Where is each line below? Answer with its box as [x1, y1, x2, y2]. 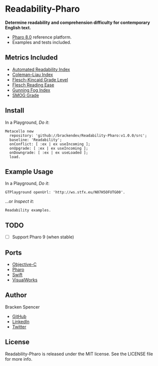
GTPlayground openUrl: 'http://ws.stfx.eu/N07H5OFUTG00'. [5, 190, 125, 195]
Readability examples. [5, 208, 51, 213]
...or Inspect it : [5, 198, 34, 204]
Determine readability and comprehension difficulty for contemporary [5, 19, 150, 25]
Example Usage [5, 167, 54, 176]
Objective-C [12, 262, 37, 268]
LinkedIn [12, 318, 30, 325]
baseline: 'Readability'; [9, 137, 62, 142]
